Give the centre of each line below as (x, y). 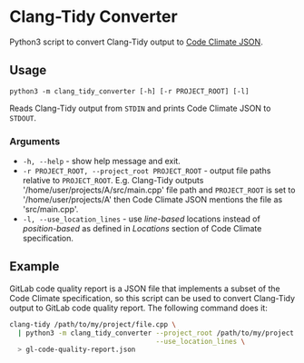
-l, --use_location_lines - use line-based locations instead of (141, 219)
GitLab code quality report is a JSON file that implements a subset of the (145, 289)
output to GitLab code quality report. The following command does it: (138, 308)
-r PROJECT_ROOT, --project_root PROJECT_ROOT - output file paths (147, 171)
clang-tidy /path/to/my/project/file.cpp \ (93, 324)
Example (34, 266)
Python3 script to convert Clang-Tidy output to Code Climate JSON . (136, 42)
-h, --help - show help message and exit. (102, 162)
